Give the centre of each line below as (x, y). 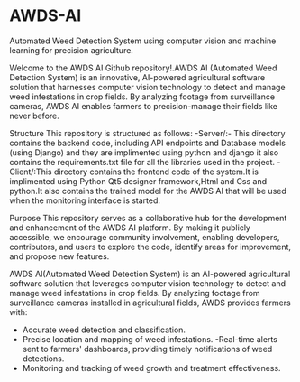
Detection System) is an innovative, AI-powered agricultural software (137, 77)
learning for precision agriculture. (71, 50)
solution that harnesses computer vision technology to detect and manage (147, 87)
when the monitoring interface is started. (85, 200)
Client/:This (31, 172)
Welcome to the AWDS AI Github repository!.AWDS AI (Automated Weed (143, 68)
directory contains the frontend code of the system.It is (156, 172)
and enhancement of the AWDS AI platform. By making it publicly (130, 228)
